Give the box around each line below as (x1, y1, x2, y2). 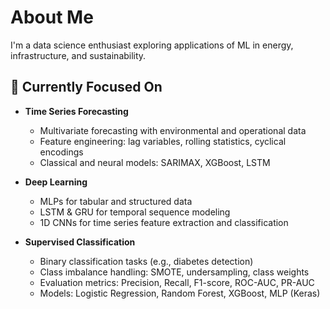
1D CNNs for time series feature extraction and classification (39, 216, 289, 228)
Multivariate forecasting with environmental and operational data (39, 124, 307, 136)
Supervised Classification (24, 236, 136, 248)
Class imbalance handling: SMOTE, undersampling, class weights (39, 266, 310, 278)
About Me (10, 6, 94, 29)
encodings (39, 146, 84, 158)
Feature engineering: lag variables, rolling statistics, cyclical (39, 135, 287, 147)
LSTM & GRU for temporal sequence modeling (39, 206, 231, 218)
